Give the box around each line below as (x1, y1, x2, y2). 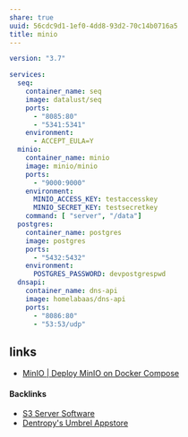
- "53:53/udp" (32, 319, 87, 329)
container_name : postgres (25, 228, 123, 237)
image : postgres (25, 236, 87, 246)
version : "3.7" (9, 55, 66, 63)
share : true (9, 13, 54, 22)
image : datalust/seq (25, 95, 102, 104)
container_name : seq (25, 87, 102, 96)
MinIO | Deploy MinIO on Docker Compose (21, 368, 180, 379)
